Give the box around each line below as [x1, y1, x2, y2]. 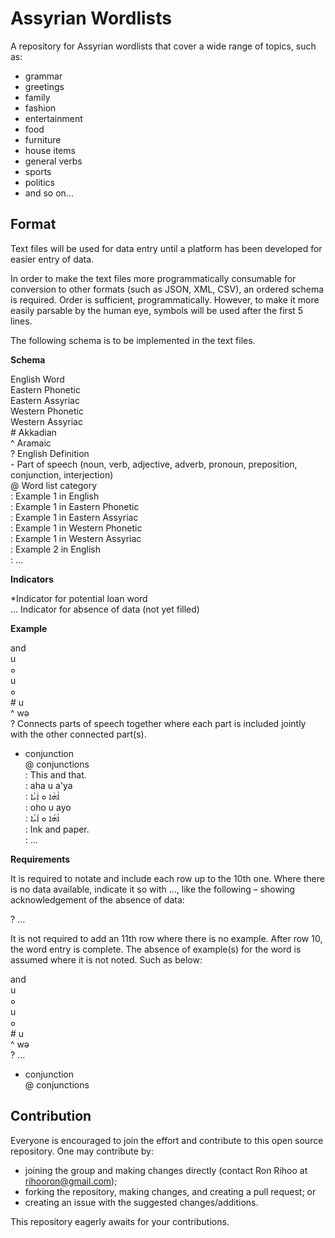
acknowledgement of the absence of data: [10, 893, 185, 906]
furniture [24, 133, 62, 146]
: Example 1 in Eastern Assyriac [10, 511, 139, 523]
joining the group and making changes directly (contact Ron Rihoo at [24, 1164, 308, 1176]
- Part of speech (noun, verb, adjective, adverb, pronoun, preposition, [10, 458, 298, 470]
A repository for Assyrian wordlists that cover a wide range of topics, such [10, 40, 317, 52]
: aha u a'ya [24, 779, 73, 791]
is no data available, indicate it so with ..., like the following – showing [10, 883, 296, 895]
